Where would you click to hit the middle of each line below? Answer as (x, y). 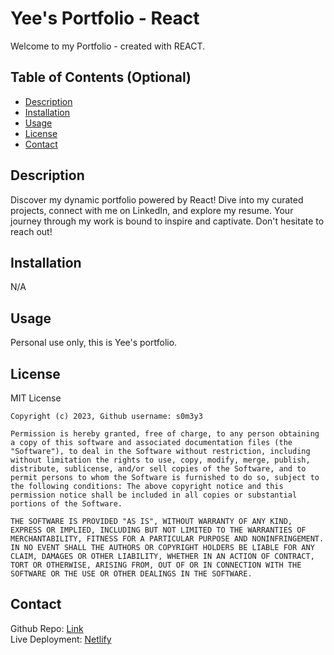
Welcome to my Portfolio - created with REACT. (108, 46)
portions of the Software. (66, 504)
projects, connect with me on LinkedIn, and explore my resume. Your (152, 210)
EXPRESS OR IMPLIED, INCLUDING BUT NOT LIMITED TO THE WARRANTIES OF (158, 530)
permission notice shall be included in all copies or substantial (154, 495)
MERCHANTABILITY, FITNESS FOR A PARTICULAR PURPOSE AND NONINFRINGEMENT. (167, 539)
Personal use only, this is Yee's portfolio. (94, 343)
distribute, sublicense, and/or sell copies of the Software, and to (158, 469)
